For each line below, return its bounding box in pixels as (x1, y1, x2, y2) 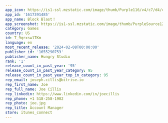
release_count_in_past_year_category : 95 (5, 68, 93, 73)
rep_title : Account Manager (5, 105, 64, 110)
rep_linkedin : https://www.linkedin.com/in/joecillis (5, 91, 120, 96)
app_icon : (5, 7, 26, 13)
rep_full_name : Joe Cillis (5, 86, 61, 92)
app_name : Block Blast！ (5, 17, 56, 22)
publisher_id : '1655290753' (5, 49, 64, 54)
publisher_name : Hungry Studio (5, 54, 70, 59)
